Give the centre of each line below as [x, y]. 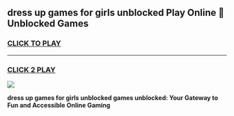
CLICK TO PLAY [34, 44]
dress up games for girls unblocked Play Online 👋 [116, 13]
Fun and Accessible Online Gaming [59, 105]
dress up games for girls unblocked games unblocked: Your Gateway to [113, 97]
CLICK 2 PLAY [31, 69]
